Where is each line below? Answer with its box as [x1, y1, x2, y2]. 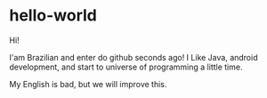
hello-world [9, 5, 98, 26]
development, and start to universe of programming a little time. [9, 61, 243, 72]
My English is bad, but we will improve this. [9, 78, 167, 89]
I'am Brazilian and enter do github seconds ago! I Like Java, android [9, 52, 258, 62]
